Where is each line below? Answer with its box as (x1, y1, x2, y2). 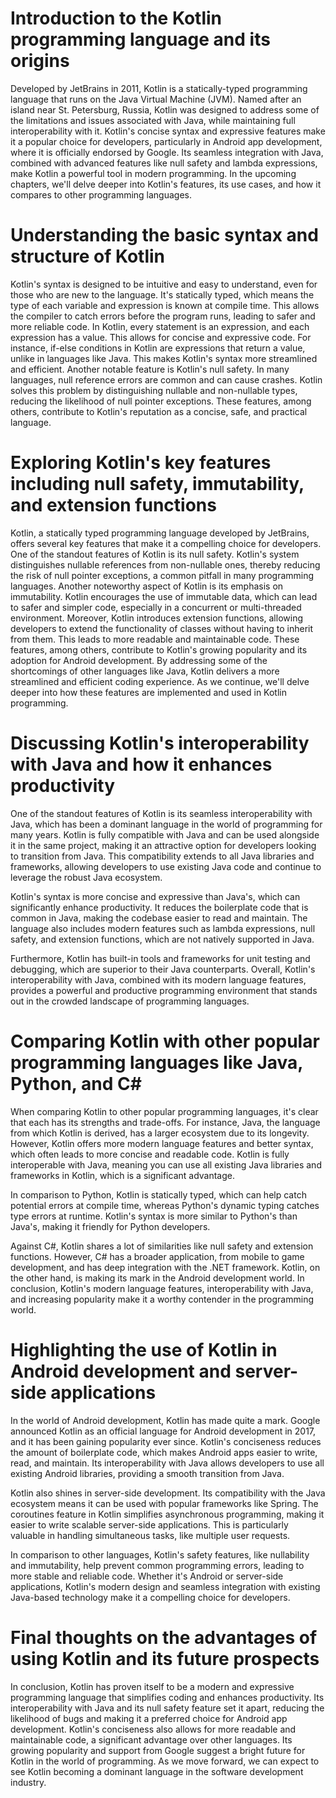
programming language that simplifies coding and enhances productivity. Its (10, 1691, 325, 1703)
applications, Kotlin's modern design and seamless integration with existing (10, 1580, 321, 1592)
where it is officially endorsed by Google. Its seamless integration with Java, (10, 146, 324, 158)
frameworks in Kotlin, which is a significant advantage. (10, 1169, 236, 1181)
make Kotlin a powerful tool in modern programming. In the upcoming (10, 167, 297, 179)
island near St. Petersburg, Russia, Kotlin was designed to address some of (10, 103, 320, 116)
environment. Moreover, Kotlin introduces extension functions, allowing (10, 612, 303, 624)
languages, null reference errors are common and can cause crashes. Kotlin (10, 373, 323, 386)
